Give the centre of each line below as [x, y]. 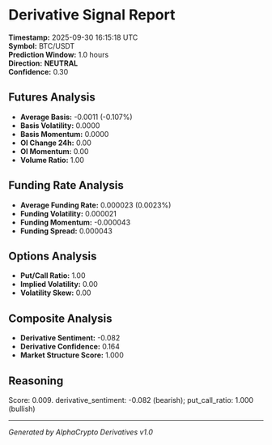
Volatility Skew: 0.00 [55, 293]
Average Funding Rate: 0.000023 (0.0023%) [96, 205]
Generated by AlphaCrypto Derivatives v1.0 [81, 432]
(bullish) [22, 409]
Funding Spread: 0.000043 [66, 231]
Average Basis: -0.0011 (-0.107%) [76, 117]
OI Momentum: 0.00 [54, 151]
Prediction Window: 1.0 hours [59, 54]
